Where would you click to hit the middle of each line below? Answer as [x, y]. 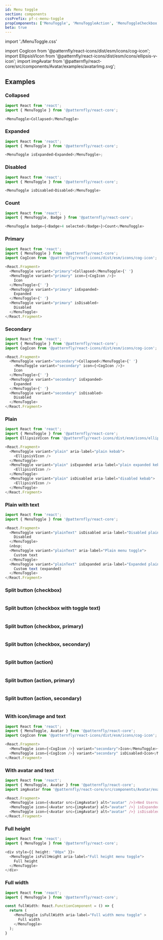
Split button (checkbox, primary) [44, 626]
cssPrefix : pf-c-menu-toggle [34, 18]
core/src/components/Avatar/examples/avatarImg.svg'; [60, 67]
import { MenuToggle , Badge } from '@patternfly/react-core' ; [69, 218]
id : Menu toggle [21, 9]
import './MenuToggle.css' [31, 41]
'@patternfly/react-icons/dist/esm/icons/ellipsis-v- [107, 56]
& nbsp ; [16, 546]
